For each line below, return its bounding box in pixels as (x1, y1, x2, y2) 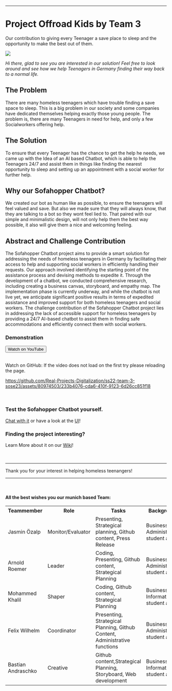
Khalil (8, 596, 21, 603)
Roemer (8, 565, 27, 572)
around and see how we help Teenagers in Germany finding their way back (5, 65, 165, 72)
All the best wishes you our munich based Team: (5, 494, 111, 500)
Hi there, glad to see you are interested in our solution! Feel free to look (5, 60, 156, 66)
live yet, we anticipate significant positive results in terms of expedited (5, 294, 154, 300)
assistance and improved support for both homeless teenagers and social (5, 300, 161, 306)
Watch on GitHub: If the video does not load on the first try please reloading (5, 362, 165, 368)
